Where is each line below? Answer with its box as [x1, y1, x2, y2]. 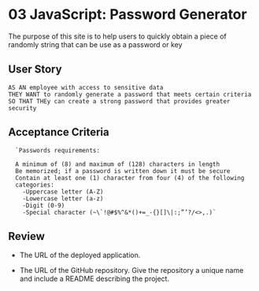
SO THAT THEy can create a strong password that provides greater [8, 97, 231, 105]
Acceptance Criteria [8, 126, 109, 139]
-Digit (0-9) [22, 201, 65, 209]
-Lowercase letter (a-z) [22, 194, 104, 202]
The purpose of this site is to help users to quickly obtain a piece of [8, 31, 227, 41]
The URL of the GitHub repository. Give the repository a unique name [19, 266, 244, 275]
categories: [15, 181, 55, 189]
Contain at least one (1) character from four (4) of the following [15, 174, 245, 182]
